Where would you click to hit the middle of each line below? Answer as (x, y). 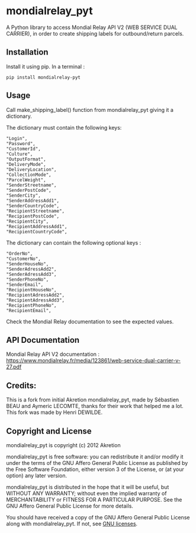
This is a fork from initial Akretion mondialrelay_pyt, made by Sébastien (93, 400)
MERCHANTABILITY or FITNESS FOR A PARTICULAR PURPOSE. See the (94, 500)
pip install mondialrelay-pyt (44, 77)
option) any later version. (36, 476)
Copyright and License (49, 431)
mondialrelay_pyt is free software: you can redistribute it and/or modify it (95, 457)
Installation (27, 52)
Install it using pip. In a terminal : (45, 66)
